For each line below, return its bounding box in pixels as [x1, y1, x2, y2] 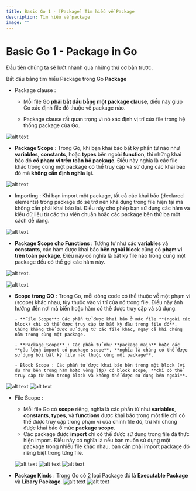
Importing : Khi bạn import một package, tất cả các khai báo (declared [14, 192, 184, 199]
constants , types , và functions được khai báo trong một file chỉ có [23, 412, 185, 419]
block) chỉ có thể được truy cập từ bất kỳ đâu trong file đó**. [14, 322, 177, 328]
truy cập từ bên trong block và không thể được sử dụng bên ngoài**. [14, 373, 188, 379]
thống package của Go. [23, 122, 80, 129]
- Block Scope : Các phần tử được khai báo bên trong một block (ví [14, 363, 185, 369]
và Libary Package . [14, 478, 63, 485]
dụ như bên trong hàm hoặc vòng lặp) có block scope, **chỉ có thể [14, 367, 183, 374]
